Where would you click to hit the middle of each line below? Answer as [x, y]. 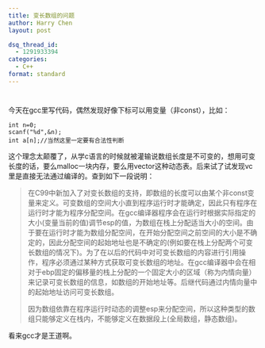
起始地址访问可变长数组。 [77, 292]
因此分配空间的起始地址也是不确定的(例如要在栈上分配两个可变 [151, 242]
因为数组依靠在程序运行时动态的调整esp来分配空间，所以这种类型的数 [141, 308]
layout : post [30, 30]
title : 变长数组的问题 [42, 15]
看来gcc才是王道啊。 [42, 335]
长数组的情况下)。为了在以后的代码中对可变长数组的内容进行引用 [133, 252]
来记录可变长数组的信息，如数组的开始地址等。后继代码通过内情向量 [139, 281]
